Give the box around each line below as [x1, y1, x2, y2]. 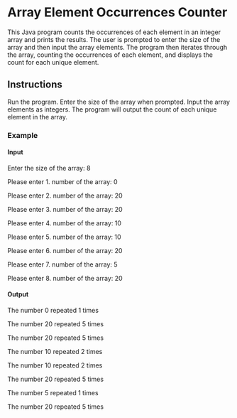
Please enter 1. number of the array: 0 [7, 177, 118, 186]
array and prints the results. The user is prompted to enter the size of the [7, 35, 221, 43]
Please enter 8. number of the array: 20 [7, 274, 123, 282]
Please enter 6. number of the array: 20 [7, 246, 123, 254]
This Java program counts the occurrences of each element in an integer [7, 28, 221, 36]
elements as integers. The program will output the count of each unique [7, 104, 217, 114]
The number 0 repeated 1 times [7, 306, 99, 315]
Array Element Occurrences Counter [7, 4, 228, 21]
